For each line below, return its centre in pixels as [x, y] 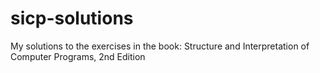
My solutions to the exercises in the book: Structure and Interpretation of [160, 46]
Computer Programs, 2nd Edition [78, 56]
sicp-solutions [72, 18]
